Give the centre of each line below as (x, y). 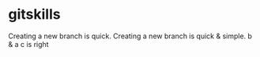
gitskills (34, 14)
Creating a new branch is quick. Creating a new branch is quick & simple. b (130, 36)
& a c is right (28, 44)
